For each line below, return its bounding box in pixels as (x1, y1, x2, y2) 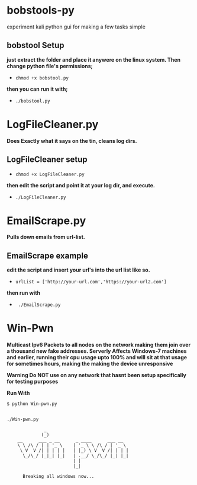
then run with (7, 289, 41, 296)
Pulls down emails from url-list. (7, 234, 85, 241)
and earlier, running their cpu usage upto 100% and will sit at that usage (7, 354, 188, 361)
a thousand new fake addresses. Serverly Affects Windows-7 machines (7, 347, 187, 355)
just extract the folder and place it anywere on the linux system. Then (7, 56, 181, 63)
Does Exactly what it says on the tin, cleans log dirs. (7, 137, 137, 144)
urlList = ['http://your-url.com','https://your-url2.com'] (15, 279, 167, 285)
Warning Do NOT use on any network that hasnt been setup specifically (7, 372, 187, 379)
